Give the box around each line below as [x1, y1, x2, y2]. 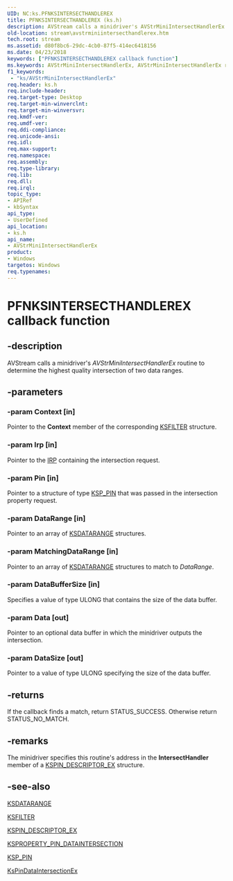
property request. [7, 496, 58, 504]
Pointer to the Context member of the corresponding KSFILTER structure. [7, 422, 217, 431]
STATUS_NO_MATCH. [7, 715, 69, 724]
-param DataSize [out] [7, 653, 84, 663]
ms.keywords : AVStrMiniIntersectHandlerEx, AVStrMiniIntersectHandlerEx [7, 62, 222, 69]
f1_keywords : [7, 68, 45, 75]
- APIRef [7, 197, 33, 205]
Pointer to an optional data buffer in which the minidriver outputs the [7, 628, 202, 637]
